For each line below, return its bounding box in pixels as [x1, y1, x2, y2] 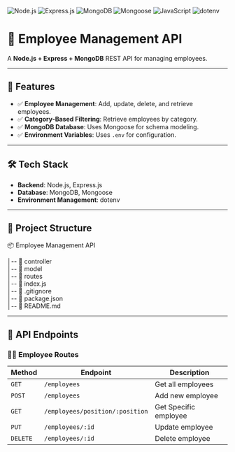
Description [169, 367, 210, 377]
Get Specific [155, 402, 196, 412]
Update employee [155, 423, 213, 432]
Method [10, 367, 38, 377]
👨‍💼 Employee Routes [7, 349, 79, 359]
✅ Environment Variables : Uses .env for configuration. [17, 130, 177, 139]
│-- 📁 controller [7, 257, 52, 265]
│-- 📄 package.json [7, 294, 64, 303]
